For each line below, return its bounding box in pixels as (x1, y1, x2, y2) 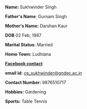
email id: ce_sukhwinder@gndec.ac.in (5, 70, 82, 76)
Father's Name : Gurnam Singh (5, 14, 67, 19)
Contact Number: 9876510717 (5, 80, 66, 85)
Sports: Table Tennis (5, 98, 47, 104)
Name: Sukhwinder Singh (5, 4, 57, 10)
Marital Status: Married (5, 42, 53, 48)
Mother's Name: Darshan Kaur (5, 23, 67, 29)
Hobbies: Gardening (5, 89, 46, 94)
